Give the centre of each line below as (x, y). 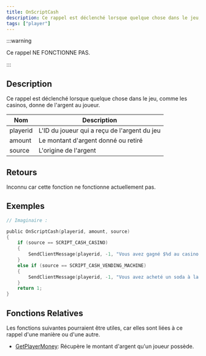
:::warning (19, 41)
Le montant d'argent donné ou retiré (91, 140)
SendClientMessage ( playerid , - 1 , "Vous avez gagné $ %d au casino (114, 254)
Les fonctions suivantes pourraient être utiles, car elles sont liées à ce (94, 328)
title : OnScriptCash (33, 12)
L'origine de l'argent (67, 151)
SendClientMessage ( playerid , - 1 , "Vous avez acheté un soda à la (114, 277)
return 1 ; (30, 289)
